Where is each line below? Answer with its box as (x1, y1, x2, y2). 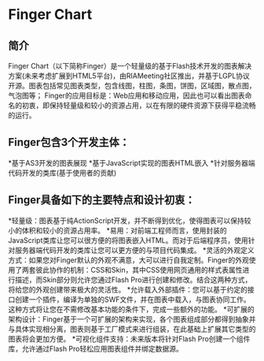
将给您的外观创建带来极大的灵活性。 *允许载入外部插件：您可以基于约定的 (8, 285, 247, 294)
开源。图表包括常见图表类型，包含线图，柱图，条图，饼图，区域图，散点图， (8, 81, 256, 90)
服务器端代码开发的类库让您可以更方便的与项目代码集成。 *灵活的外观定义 (14, 245, 255, 255)
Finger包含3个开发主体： (8, 136, 130, 149)
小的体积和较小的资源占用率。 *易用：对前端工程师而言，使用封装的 (8, 225, 227, 235)
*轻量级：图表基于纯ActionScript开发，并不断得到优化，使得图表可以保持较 (8, 215, 251, 225)
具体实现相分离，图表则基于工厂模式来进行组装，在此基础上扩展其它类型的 (14, 324, 256, 333)
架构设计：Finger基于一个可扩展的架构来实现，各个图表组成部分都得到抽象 (8, 314, 249, 324)
